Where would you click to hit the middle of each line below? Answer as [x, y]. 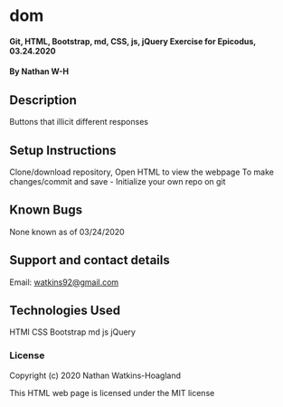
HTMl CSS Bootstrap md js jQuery [72, 332]
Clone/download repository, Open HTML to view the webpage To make [141, 172]
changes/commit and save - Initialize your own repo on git [118, 181]
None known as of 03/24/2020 [67, 232]
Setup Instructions [63, 150]
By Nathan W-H [39, 71]
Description [43, 100]
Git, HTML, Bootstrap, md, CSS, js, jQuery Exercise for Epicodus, [132, 41]
